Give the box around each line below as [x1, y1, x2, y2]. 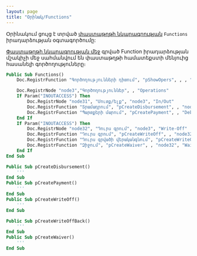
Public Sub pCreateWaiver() [6, 234, 75, 241]
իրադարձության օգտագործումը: [6, 36, 96, 43]
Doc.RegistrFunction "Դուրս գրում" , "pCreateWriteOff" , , [27, 132, 172, 137]
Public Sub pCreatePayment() [6, 180, 77, 186]
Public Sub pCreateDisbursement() [6, 164, 91, 170]
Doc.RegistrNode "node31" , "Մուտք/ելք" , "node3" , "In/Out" [27, 99, 175, 105]
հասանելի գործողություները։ [6, 60, 86, 68]
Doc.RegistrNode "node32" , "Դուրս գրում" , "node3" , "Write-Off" [27, 126, 188, 132]
